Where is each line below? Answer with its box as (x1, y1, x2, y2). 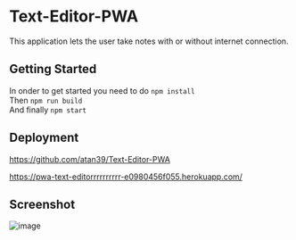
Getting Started (9, 62, 97, 77)
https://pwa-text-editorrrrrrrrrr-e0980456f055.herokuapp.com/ (9, 171, 243, 182)
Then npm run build (9, 95, 83, 105)
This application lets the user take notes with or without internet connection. (9, 36, 289, 46)
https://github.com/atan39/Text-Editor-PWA (9, 153, 171, 164)
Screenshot (9, 196, 76, 211)
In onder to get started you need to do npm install (9, 85, 195, 95)
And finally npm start (9, 104, 87, 115)
